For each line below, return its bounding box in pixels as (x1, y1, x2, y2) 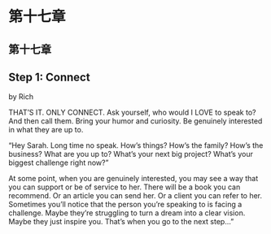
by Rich (8, 92, 34, 102)
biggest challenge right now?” (8, 158, 109, 167)
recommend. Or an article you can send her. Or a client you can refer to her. (8, 191, 263, 201)
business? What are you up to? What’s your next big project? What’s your (8, 149, 254, 159)
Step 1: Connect (8, 70, 91, 84)
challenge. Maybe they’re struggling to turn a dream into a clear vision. (8, 208, 246, 218)
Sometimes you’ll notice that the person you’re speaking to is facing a (8, 200, 243, 210)
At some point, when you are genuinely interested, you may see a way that (8, 174, 259, 184)
